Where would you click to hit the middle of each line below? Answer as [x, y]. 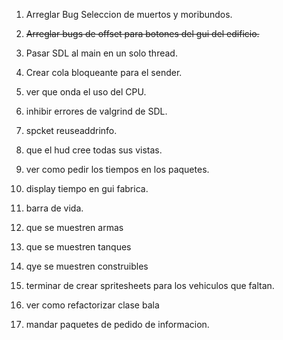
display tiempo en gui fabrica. [87, 188]
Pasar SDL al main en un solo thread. [101, 53]
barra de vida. [54, 208]
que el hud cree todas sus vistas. [94, 150]
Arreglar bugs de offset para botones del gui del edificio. [142, 33]
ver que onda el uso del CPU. [86, 92]
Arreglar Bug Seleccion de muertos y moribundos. [129, 14]
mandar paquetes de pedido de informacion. [117, 324]
